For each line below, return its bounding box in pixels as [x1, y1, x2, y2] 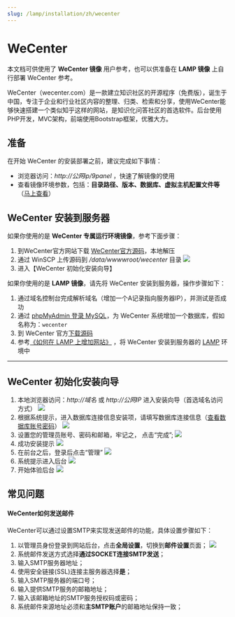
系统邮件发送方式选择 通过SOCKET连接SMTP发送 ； [17, 550, 166, 558]
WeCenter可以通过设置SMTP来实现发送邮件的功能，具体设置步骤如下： [7, 526, 213, 534]
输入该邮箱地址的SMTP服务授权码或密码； [17, 593, 140, 602]
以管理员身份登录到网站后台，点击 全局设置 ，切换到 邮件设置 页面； [17, 541, 208, 549]
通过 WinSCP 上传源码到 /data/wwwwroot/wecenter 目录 [17, 255, 182, 264]
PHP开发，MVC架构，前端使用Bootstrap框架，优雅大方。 [7, 114, 173, 123]
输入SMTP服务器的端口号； [17, 576, 97, 584]
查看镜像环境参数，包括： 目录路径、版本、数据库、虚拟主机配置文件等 [17, 180, 220, 189]
